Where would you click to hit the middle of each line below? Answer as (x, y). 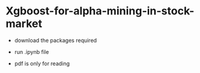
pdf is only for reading (42, 63)
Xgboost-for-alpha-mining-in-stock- (100, 11)
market (24, 24)
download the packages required (56, 40)
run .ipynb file (32, 51)
